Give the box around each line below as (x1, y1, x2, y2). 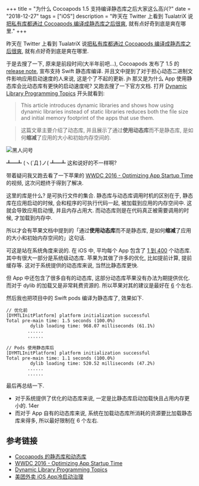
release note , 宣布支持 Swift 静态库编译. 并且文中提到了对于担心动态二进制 (6, 68, 188, 74)
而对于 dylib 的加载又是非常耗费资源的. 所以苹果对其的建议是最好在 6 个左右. (6, 282, 193, 289)
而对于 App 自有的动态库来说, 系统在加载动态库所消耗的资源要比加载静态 (14, 409, 192, 416)
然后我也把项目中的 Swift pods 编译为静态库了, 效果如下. (6, 295, 144, 301)
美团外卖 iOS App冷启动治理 (14, 473, 84, 480)
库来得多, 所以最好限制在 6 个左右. (14, 417, 99, 424)
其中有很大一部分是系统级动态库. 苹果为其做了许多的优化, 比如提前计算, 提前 (6, 254, 192, 261)
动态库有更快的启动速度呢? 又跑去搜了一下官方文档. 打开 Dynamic (26, 83, 187, 89)
